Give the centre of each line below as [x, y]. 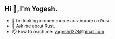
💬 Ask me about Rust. [33, 26]
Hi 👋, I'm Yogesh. [31, 9]
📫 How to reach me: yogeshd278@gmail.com [58, 31]
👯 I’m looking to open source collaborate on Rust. [61, 20]
